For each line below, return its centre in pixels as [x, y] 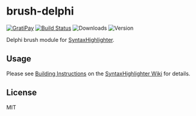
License [22, 93]
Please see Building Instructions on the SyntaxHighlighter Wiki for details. [98, 73]
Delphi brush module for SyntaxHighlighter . [60, 39]
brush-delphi [40, 11]
